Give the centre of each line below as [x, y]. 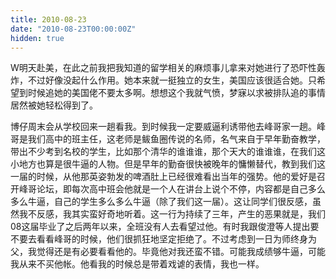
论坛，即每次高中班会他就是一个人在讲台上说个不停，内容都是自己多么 [181, 189]
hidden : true [37, 38]
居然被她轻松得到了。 [54, 105]
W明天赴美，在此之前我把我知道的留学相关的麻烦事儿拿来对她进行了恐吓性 [163, 68]
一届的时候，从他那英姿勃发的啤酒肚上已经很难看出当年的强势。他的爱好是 [163, 177]
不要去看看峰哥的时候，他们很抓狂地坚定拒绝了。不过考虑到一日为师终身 [159, 239]
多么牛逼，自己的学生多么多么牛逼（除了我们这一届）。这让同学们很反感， [161, 202]
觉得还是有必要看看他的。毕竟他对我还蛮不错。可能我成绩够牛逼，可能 [181, 252]
